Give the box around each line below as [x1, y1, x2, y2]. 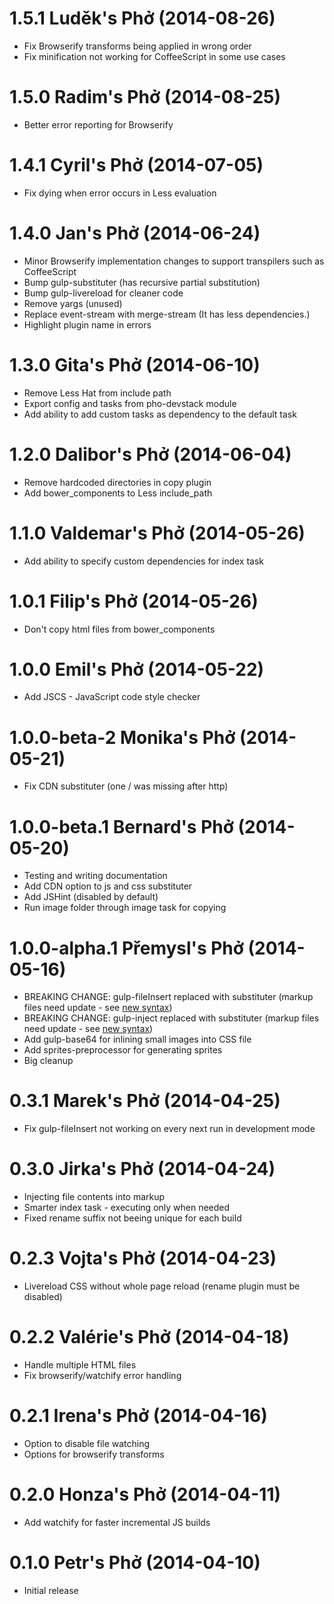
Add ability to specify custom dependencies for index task [23, 555, 265, 567]
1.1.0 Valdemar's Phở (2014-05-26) [9, 522, 306, 544]
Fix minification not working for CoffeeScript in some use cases [23, 50, 286, 62]
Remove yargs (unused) [23, 297, 123, 309]
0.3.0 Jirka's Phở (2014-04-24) [9, 1158, 276, 1181]
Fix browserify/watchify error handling [23, 1370, 182, 1381]
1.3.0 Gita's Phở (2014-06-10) [9, 353, 261, 376]
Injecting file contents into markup [23, 1191, 166, 1203]
